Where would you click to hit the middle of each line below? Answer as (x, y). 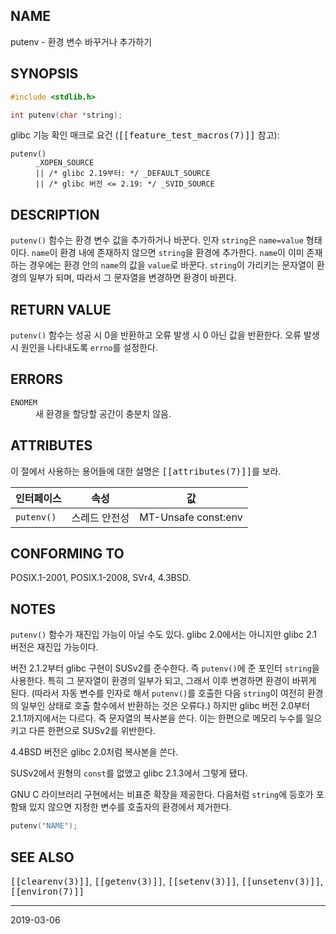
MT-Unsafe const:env (191, 517)
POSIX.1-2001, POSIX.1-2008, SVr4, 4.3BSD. (101, 578)
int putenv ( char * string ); (66, 115)
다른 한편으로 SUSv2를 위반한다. (92, 731)
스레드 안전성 (100, 517)
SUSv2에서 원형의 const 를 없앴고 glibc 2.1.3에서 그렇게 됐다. (129, 773)
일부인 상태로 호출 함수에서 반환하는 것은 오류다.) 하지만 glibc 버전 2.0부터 (165, 706)
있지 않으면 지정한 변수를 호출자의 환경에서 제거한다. (130, 807)
